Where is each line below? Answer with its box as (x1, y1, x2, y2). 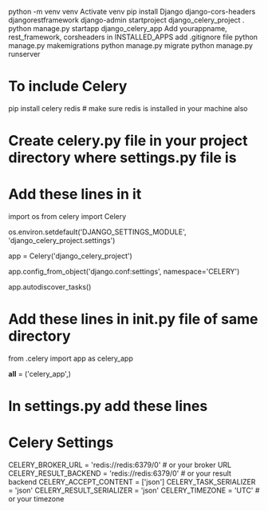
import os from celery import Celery (8, 212, 127, 222)
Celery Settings (8, 433, 114, 452)
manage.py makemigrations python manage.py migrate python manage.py (8, 41, 254, 50)
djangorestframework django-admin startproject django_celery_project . (8, 15, 245, 25)
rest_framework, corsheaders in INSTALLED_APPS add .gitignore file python (8, 32, 258, 42)
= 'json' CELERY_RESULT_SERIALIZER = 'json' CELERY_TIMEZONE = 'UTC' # (8, 485, 260, 495)
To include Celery (8, 78, 128, 95)
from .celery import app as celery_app (8, 353, 133, 363)
